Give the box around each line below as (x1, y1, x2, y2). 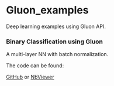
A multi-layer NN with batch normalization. (6, 51, 109, 58)
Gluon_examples (6, 4, 89, 17)
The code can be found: (6, 62, 64, 69)
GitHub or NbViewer (6, 74, 54, 81)
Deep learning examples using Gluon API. (6, 23, 106, 30)
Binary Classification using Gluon (6, 37, 103, 46)
